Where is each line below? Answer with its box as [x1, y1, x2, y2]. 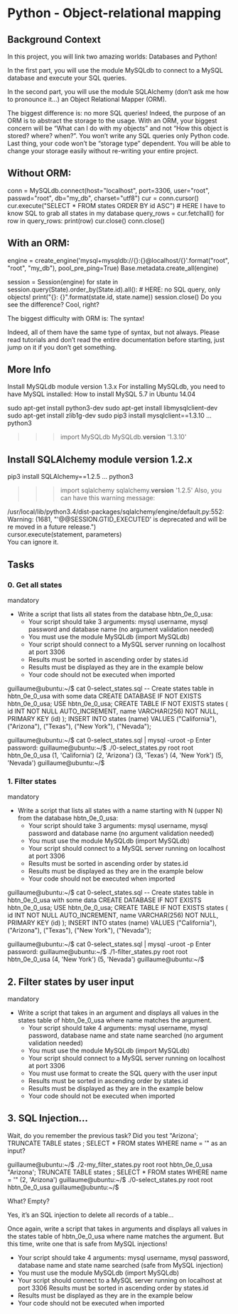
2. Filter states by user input [7, 976, 134, 988]
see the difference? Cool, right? [7, 300, 99, 309]
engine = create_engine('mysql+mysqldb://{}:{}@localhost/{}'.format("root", [7, 256, 229, 264]
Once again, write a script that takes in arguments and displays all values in [7, 1224, 228, 1233]
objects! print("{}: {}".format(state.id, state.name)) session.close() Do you [7, 292, 222, 301]
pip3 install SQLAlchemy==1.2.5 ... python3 [7, 472, 134, 481]
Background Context [7, 33, 101, 46]
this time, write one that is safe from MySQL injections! [7, 1239, 168, 1248]
